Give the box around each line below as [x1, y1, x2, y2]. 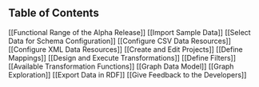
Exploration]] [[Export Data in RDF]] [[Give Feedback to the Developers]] [8, 69, 247, 79]
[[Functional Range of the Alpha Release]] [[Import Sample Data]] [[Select [8, 27, 251, 37]
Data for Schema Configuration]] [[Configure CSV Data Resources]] [8, 36, 232, 45]
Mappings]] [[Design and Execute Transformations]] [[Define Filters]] [8, 53, 237, 62]
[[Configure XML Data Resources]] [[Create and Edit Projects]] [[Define [8, 44, 244, 54]
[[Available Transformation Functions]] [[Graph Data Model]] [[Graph [8, 61, 234, 71]
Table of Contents [8, 6, 100, 20]
